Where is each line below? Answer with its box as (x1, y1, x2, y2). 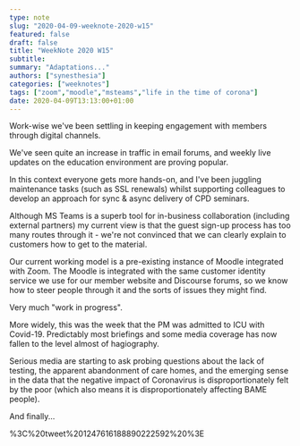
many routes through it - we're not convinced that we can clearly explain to (9, 230, 287, 240)
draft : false (9, 38, 58, 47)
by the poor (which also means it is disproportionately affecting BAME (9, 384, 267, 395)
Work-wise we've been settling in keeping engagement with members (9, 121, 267, 131)
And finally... (9, 411, 56, 422)
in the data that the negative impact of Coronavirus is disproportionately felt (9, 374, 289, 385)
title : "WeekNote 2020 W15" (9, 46, 115, 55)
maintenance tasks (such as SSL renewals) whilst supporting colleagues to (9, 184, 286, 195)
